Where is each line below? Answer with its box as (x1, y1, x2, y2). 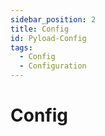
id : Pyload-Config (10, 33, 87, 43)
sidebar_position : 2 (10, 14, 97, 25)
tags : (10, 42, 33, 53)
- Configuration (19, 61, 87, 71)
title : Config (10, 24, 70, 34)
